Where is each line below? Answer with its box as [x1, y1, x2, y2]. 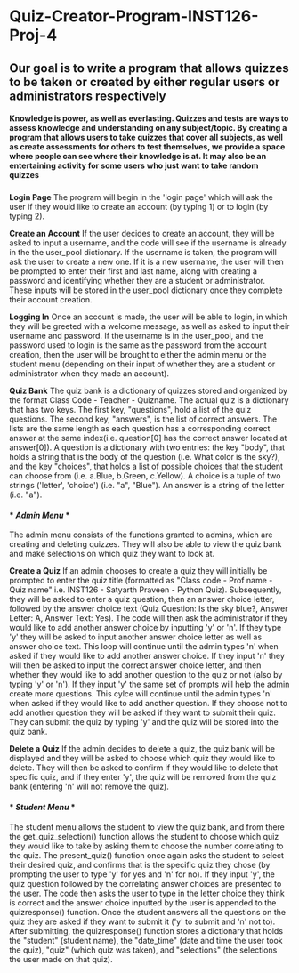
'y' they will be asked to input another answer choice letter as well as [9, 631, 263, 642]
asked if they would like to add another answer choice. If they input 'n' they [9, 651, 285, 662]
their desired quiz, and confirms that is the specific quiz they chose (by [9, 859, 271, 870]
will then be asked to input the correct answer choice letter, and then [9, 660, 262, 671]
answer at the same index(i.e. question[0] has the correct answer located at [9, 433, 287, 444]
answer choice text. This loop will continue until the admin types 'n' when [9, 641, 279, 652]
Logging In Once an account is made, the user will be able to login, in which [9, 311, 287, 322]
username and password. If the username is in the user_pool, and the [9, 331, 264, 342]
